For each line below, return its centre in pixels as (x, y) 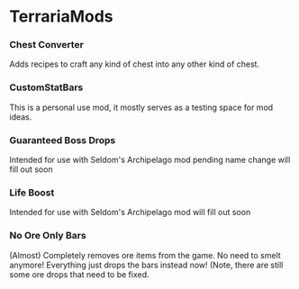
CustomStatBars (46, 87)
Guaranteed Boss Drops (63, 140)
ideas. (21, 117)
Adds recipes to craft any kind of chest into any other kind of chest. (134, 64)
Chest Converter (46, 45)
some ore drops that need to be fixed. (80, 274)
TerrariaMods (62, 17)
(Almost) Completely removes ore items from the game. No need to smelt (145, 255)
